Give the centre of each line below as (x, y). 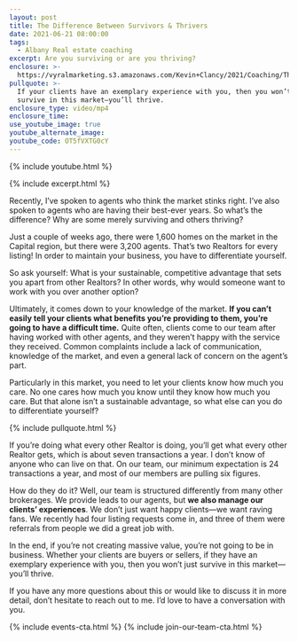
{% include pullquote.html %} (63, 427)
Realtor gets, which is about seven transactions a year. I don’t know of (137, 454)
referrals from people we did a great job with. (92, 528)
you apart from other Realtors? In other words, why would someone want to (147, 282)
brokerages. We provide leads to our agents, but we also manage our (137, 500)
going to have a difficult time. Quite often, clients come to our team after (143, 327)
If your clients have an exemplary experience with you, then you (142, 91)
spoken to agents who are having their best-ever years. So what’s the (136, 210)
